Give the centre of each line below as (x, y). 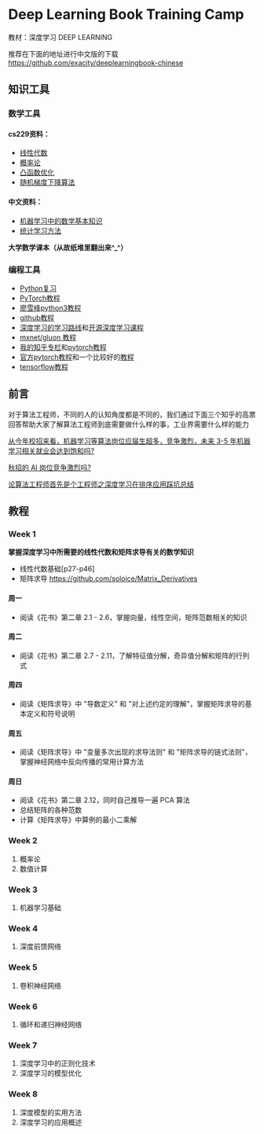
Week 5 (23, 967)
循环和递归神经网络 (51, 1024)
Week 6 (23, 1006)
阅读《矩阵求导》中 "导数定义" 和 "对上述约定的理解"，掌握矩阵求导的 (132, 704)
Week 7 (23, 1045)
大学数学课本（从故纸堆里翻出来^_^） (68, 247)
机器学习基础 (40, 908)
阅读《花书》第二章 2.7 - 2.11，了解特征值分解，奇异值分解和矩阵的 (128, 655)
